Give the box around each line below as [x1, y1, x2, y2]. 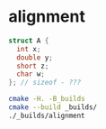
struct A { [8, 36, 49, 45]
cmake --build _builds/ [8, 103, 98, 112]
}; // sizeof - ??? [8, 78, 82, 88]
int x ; [16, 44, 41, 53]
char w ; [16, 69, 46, 78]
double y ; [16, 52, 53, 62]
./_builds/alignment [8, 111, 86, 120]
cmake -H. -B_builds [8, 95, 86, 104]
